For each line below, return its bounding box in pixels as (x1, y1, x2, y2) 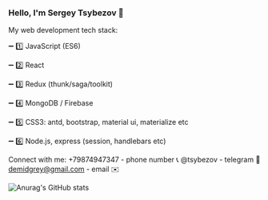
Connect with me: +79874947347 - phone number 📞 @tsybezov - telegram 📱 (8, 155, 261, 165)
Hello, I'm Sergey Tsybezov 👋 (8, 7, 124, 18)
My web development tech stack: (8, 26, 118, 35)
